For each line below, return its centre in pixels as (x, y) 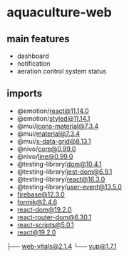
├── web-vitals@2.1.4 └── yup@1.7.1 (62, 246)
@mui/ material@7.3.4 (48, 134)
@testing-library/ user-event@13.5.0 (69, 187)
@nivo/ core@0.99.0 (46, 149)
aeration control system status (62, 71)
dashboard (33, 56)
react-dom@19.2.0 (44, 209)
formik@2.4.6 (37, 202)
